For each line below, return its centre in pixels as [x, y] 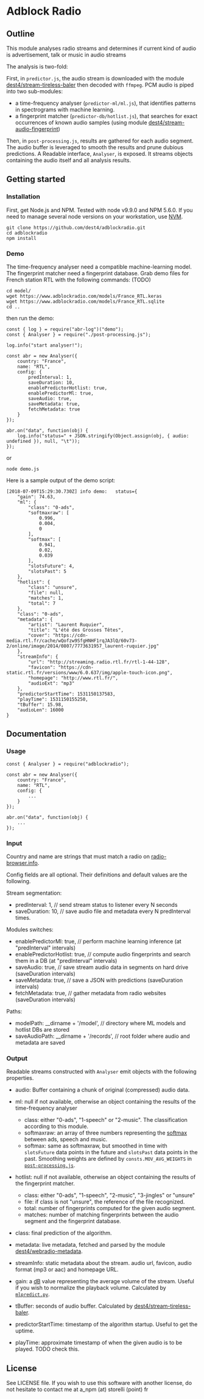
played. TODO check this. [47, 1349]
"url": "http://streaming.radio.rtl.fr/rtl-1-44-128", [99, 662]
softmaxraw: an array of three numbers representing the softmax [106, 1133]
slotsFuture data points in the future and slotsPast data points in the [111, 1152]
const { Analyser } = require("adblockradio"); [68, 764]
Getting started [36, 179]
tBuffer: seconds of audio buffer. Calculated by [74, 1306]
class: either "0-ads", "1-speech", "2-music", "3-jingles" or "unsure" [110, 1196]
